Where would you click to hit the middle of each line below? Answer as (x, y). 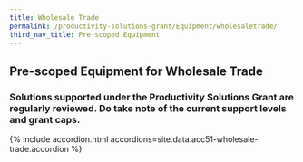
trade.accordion (39, 149)
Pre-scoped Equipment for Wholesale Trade (136, 71)
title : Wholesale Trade (54, 18)
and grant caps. (45, 119)
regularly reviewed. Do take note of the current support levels (148, 108)
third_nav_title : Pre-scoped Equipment (85, 34)
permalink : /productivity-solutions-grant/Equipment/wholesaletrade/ (144, 26)
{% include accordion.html (59, 139)
